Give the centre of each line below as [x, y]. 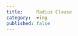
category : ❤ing [27, 18]
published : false [28, 23]
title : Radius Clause [39, 12]
